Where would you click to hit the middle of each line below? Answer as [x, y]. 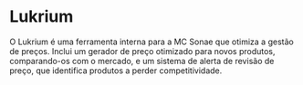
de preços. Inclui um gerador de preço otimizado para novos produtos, [142, 51]
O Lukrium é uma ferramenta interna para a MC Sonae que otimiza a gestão [151, 42]
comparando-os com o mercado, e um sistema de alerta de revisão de [142, 61]
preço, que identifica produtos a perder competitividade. [116, 71]
